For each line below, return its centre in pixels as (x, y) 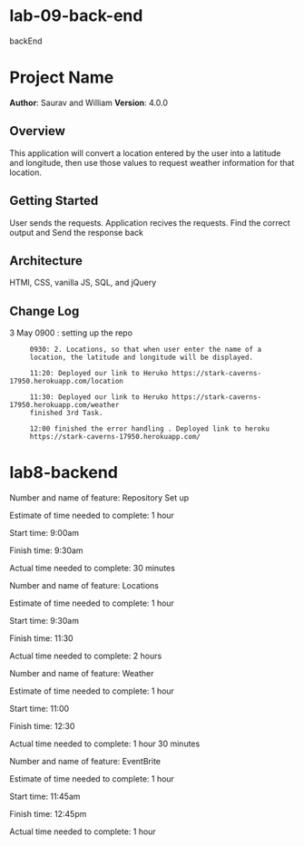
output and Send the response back (76, 232)
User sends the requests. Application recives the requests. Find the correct (150, 222)
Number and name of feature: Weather (82, 674)
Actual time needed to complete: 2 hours (86, 656)
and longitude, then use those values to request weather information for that (152, 162)
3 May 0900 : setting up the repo (71, 333)
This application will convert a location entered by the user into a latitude (145, 153)
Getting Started (54, 201)
